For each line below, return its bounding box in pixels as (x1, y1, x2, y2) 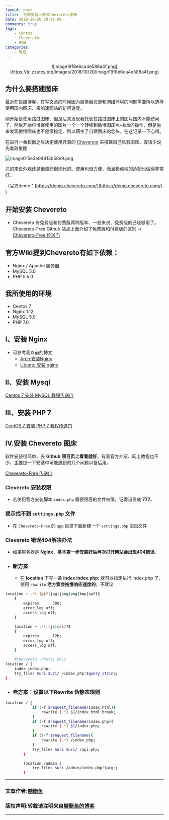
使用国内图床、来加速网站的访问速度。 (5, 105, 84, 111)
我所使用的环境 (5, 289, 52, 298)
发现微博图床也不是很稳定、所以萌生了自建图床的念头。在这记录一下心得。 (9, 128, 164, 134)
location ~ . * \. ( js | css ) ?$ (14, 624, 71, 629)
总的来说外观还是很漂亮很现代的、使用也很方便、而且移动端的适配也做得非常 (5, 166, 164, 172)
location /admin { (23, 761, 62, 766)
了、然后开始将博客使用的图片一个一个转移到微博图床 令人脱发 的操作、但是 (5, 122, 157, 128)
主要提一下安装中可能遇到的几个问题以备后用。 (14, 460, 111, 466)
